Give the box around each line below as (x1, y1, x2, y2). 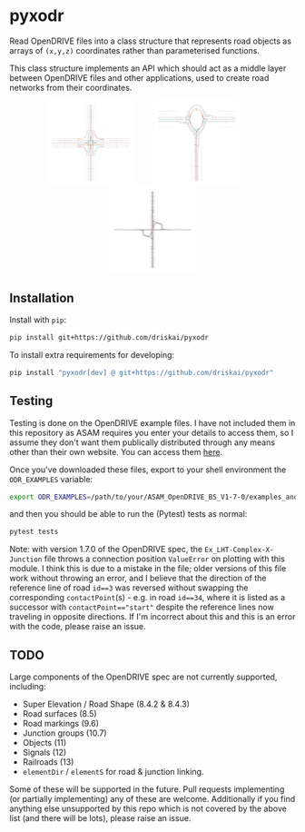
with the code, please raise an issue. (9, 621, 147, 632)
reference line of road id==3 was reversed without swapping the (9, 582, 249, 593)
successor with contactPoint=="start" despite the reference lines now (9, 601, 274, 613)
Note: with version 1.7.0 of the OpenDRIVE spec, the (9, 544, 202, 555)
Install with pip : (9, 314, 66, 325)
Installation (9, 290, 74, 305)
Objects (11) (22, 738, 66, 748)
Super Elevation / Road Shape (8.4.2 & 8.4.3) (22, 698, 191, 709)
